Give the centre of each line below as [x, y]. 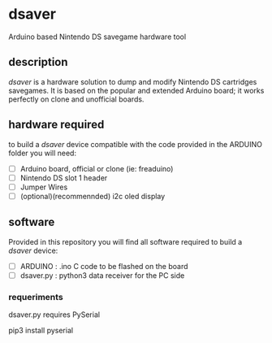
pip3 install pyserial [41, 331]
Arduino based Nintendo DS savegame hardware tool [97, 37]
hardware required [56, 125]
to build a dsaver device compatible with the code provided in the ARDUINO [135, 144]
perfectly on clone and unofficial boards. [76, 99]
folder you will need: [43, 153]
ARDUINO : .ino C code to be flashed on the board [104, 266]
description [38, 62]
